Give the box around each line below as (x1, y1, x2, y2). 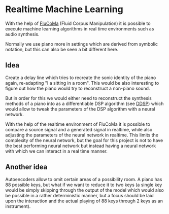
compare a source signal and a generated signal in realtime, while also (5, 126, 153, 132)
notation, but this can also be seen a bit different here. (5, 46, 118, 52)
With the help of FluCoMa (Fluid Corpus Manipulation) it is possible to (5, 20, 151, 26)
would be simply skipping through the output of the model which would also (5, 187, 164, 193)
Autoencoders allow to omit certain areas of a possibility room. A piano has (5, 176, 162, 182)
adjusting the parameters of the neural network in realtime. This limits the (5, 132, 159, 138)
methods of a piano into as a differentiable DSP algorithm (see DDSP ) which (5, 100, 164, 106)
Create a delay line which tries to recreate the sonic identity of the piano (5, 75, 156, 81)
